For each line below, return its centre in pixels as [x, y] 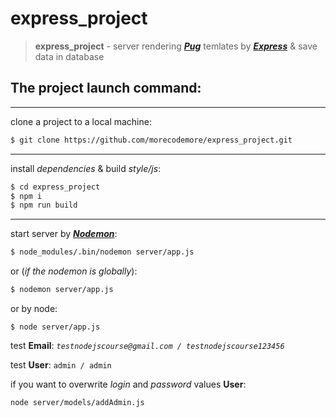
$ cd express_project [55, 187]
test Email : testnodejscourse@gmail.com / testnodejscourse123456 [147, 345]
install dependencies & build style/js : [86, 168]
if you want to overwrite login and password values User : [128, 384]
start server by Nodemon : [64, 234]
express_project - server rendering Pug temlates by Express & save [176, 46]
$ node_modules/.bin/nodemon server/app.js [102, 252]
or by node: [34, 308]
